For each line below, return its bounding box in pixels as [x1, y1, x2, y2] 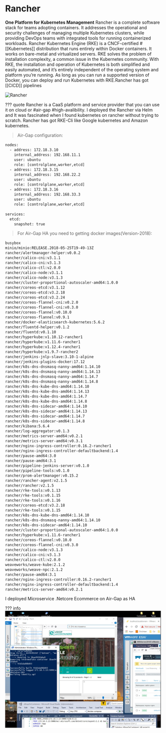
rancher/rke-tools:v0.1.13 [5, 488, 61, 493]
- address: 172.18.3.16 [9, 187, 58, 192]
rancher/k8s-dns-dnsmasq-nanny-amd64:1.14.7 [5, 374, 98, 379]
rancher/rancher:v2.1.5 [5, 483, 54, 488]
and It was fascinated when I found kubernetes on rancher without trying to [5, 112, 159, 118]
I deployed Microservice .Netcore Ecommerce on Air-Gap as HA [5, 595, 135, 601]
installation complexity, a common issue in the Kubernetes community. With [5, 56, 159, 62]
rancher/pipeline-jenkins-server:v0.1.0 [5, 463, 90, 468]
